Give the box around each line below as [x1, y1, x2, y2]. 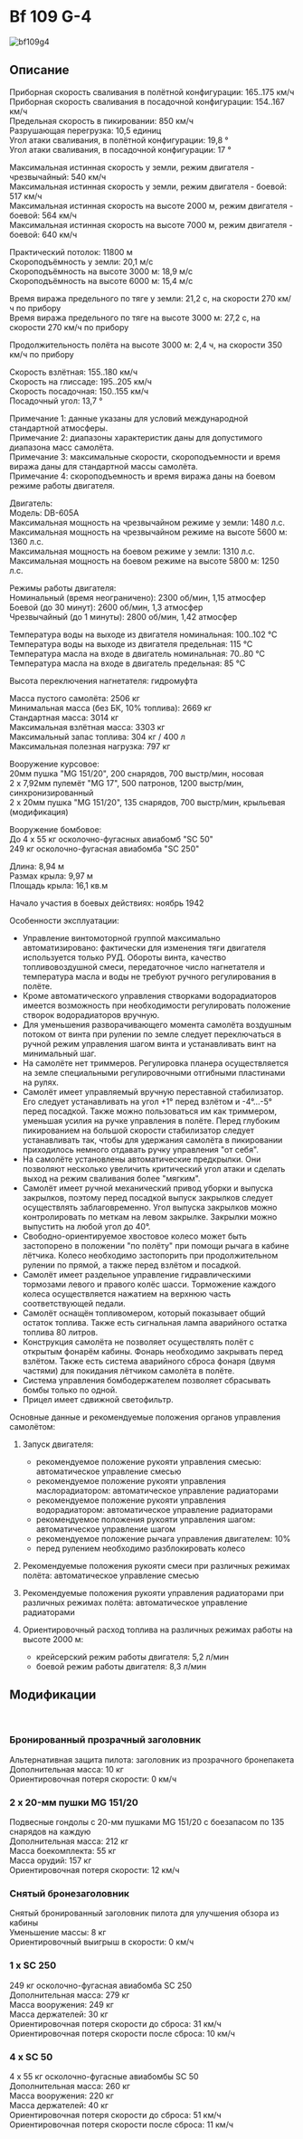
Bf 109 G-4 [9, 6, 92, 27]
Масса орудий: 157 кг [9, 1855, 92, 1866]
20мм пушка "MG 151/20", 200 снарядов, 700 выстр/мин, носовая [9, 767, 264, 779]
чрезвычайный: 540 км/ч [9, 171, 107, 182]
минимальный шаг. [22, 1048, 97, 1059]
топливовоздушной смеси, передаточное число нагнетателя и [22, 961, 265, 972]
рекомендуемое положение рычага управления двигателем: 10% [35, 1533, 291, 1544]
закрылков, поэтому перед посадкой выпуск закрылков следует [22, 1192, 274, 1203]
